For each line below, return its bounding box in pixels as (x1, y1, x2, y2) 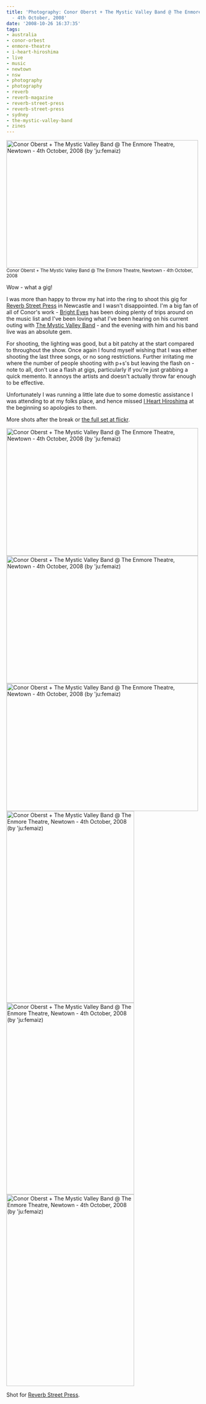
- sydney (6, 112, 29, 118)
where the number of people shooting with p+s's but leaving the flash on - (6, 359, 194, 367)
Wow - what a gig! (6, 283, 53, 291)
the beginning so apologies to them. (6, 404, 97, 412)
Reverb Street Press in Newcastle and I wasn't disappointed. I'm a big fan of (6, 302, 199, 310)
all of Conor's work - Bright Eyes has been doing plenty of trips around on (6, 309, 193, 316)
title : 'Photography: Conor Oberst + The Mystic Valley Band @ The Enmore (6, 9, 202, 15)
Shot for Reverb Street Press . (6, 1391, 80, 1398)
